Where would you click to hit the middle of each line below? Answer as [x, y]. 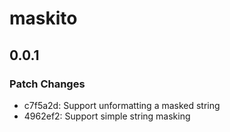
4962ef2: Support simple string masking [107, 116]
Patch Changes [47, 84]
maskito [43, 18]
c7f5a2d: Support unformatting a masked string [122, 105]
